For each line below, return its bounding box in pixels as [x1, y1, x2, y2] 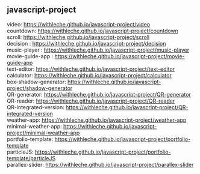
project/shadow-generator [7, 84, 73, 92]
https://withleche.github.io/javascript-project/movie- [54, 52, 186, 59]
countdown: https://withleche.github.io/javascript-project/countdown [7, 27, 178, 34]
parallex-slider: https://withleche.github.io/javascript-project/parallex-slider [7, 161, 194, 168]
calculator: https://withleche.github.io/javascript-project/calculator [7, 71, 172, 79]
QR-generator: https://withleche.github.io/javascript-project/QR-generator [7, 91, 192, 98]
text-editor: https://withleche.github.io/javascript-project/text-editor [7, 65, 175, 73]
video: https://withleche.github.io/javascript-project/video [7, 20, 150, 28]
